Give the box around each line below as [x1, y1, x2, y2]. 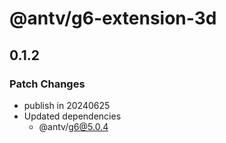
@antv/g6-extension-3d [9, 7, 217, 30]
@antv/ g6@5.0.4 [38, 120, 109, 132]
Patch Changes [9, 77, 86, 91]
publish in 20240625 [23, 99, 111, 111]
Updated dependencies [23, 110, 122, 122]
